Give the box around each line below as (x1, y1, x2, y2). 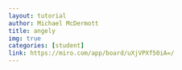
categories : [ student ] (8, 42, 85, 50)
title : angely (8, 27, 56, 35)
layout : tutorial (8, 11, 67, 20)
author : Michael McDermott (8, 19, 99, 27)
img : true (8, 34, 42, 43)
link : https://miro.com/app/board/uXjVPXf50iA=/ (8, 49, 175, 57)
